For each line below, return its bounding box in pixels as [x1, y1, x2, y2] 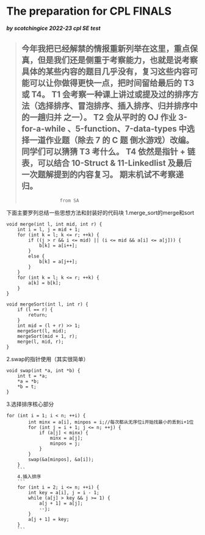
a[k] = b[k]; [28, 279, 62, 286]
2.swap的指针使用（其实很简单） [6, 355, 89, 362]
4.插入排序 [17, 473, 41, 479]
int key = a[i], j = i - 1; [28, 489, 99, 495]
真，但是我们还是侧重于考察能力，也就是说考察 [21, 55, 198, 65]
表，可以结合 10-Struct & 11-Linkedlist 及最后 [21, 158, 192, 168]
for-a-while [21, 124, 66, 134]
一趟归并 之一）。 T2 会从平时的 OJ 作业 [29, 112, 177, 123]
